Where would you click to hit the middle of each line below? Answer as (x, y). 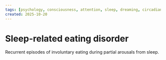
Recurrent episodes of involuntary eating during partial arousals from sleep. (82, 52)
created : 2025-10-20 (26, 14)
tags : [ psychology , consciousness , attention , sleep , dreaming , (73, 10)
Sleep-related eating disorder (67, 39)
